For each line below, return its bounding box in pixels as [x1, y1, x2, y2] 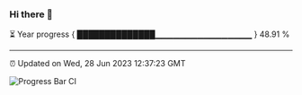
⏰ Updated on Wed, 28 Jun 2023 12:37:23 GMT [9, 58, 186, 69]
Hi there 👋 [9, 8, 54, 21]
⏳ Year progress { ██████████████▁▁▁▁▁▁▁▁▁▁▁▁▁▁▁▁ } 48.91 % [9, 29, 290, 39]
